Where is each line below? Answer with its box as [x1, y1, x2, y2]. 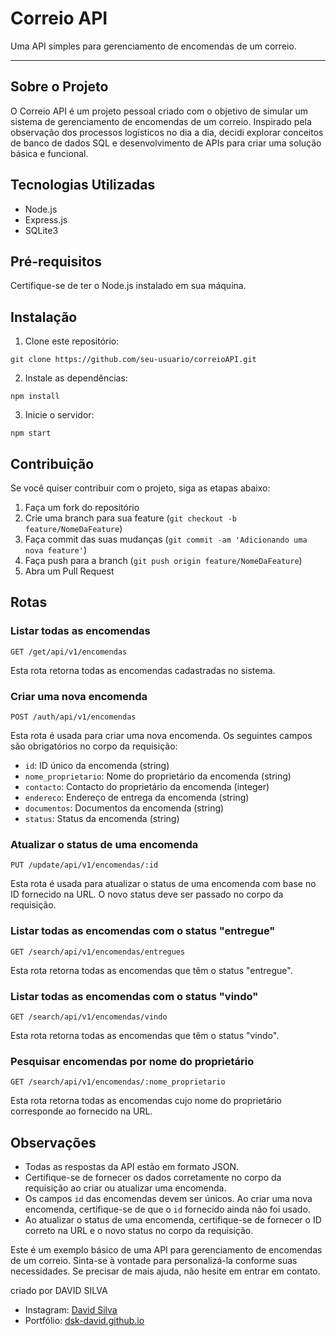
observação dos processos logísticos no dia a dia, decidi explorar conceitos [10, 126, 324, 138]
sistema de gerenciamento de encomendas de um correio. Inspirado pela [10, 115, 312, 127]
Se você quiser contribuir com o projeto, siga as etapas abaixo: [10, 482, 271, 494]
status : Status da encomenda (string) [24, 812, 180, 824]
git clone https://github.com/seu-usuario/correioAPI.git [10, 355, 257, 365]
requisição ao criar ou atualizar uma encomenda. [24, 1182, 227, 1194]
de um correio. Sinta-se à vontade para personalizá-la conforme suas [10, 1254, 298, 1266]
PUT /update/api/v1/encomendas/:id [10, 860, 159, 871]
